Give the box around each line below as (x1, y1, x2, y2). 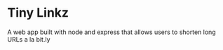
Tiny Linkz (7, 5, 69, 21)
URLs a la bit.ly (7, 35, 50, 43)
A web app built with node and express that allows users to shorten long (7, 28, 216, 36)
